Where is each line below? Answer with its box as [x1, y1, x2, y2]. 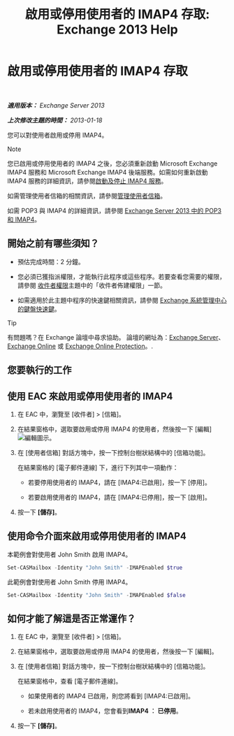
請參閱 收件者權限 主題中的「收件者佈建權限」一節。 [17, 281, 166, 289]
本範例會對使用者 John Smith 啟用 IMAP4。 [7, 550, 132, 558]
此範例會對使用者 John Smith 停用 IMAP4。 [7, 577, 132, 586]
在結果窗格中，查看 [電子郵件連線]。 [17, 677, 122, 686]
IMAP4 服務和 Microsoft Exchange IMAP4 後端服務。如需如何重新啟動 [7, 168, 208, 176]
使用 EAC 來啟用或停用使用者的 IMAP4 [7, 390, 173, 402]
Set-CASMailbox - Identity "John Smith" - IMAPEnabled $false [7, 591, 187, 598]
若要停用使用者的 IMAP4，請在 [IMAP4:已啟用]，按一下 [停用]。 [27, 478, 211, 486]
